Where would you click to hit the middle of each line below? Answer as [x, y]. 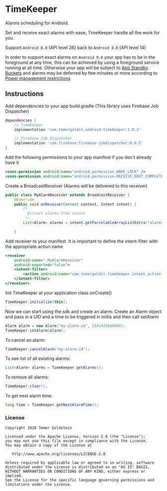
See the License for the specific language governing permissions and [80, 480]
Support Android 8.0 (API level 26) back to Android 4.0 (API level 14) [76, 47]
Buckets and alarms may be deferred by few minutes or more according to [81, 73]
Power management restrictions [38, 78]
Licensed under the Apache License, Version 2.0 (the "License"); [75, 437]
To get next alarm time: [29, 396]
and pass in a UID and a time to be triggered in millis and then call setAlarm [82, 316]
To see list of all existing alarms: [38, 359]
